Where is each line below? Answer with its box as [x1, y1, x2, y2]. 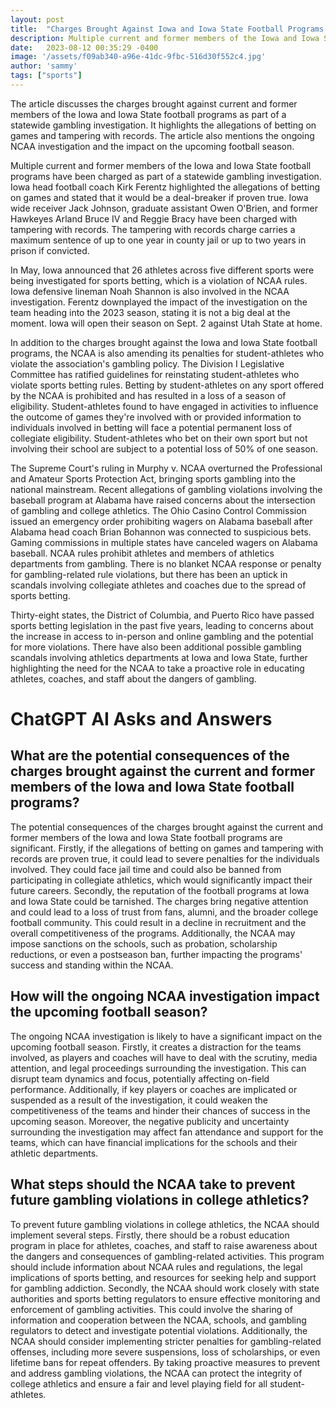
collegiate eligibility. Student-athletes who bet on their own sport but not [10, 432, 308, 444]
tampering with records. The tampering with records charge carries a [10, 223, 296, 235]
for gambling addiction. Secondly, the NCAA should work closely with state [10, 1282, 320, 1294]
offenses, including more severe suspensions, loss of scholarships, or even [10, 1346, 321, 1358]
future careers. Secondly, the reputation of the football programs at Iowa [10, 884, 310, 896]
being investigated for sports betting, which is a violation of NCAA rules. [10, 274, 308, 286]
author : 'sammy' [10, 61, 78, 71]
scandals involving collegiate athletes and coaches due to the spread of [10, 579, 307, 591]
